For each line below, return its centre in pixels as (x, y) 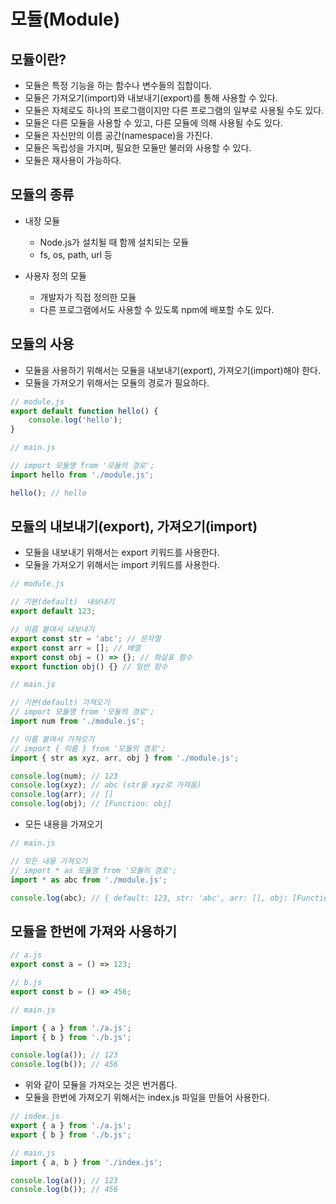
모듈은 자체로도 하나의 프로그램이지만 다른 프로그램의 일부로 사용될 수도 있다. (174, 110)
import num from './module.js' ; (77, 721)
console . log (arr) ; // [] (62, 795)
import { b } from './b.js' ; (71, 1037)
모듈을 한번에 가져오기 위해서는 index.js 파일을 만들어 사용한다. (147, 1097)
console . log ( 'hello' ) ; (75, 420)
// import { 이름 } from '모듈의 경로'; (88, 748)
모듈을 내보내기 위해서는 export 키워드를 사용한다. (122, 552)
